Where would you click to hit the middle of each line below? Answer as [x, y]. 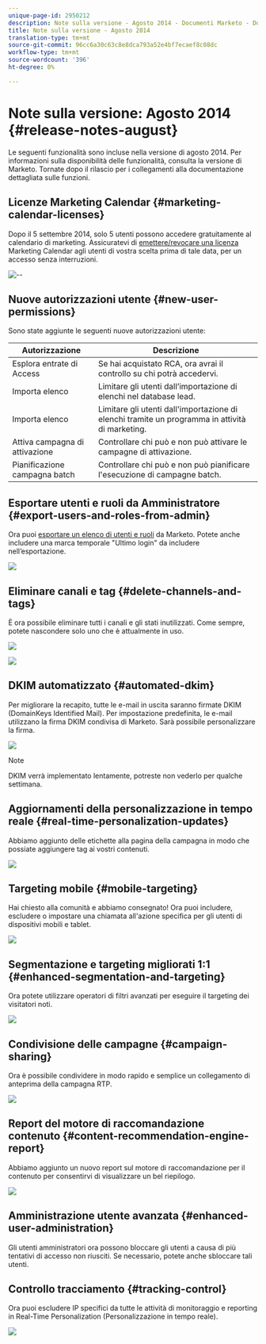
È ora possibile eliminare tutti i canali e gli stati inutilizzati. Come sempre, [127, 622]
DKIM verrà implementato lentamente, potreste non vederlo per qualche [125, 775]
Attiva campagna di [48, 442]
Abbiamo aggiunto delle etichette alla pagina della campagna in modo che [129, 840]
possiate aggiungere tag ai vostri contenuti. [79, 848]
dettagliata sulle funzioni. [49, 177]
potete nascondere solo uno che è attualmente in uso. [96, 630]
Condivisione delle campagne [83, 1044]
